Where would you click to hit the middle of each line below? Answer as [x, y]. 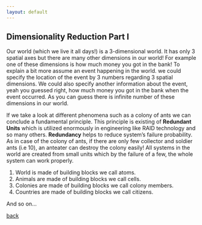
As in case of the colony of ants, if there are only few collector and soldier [99, 141]
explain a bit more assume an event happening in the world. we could [94, 71]
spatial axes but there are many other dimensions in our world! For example [101, 58]
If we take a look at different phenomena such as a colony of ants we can [99, 115]
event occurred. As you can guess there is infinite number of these [91, 97]
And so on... [21, 204]
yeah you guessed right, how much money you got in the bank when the [97, 90]
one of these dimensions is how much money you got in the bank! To [93, 64]
